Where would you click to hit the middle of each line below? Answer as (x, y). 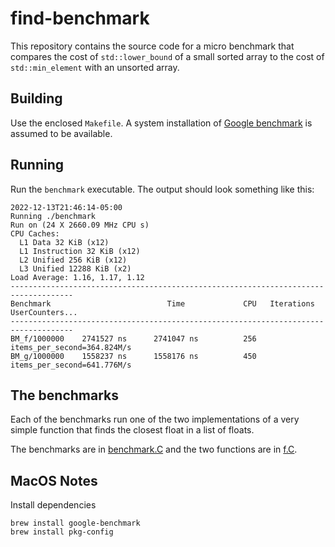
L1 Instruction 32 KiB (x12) (80, 251)
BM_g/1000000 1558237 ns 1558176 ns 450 (133, 356)
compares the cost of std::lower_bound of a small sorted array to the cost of (167, 56)
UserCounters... (44, 312)
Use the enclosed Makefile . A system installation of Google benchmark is (161, 123)
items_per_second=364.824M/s (71, 347)
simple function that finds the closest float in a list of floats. (132, 430)
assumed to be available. (61, 133)
